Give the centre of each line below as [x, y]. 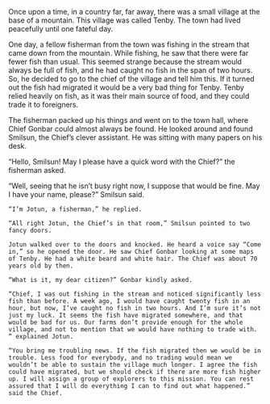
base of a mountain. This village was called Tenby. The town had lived [125, 20]
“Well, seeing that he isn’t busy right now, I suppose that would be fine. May [134, 186]
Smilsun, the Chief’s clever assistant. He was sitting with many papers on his [135, 137]
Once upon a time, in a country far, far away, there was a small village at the [134, 12]
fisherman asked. [37, 170]
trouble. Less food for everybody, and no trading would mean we [120, 358]
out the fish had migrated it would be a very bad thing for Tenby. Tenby [126, 87]
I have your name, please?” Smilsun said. [77, 194]
